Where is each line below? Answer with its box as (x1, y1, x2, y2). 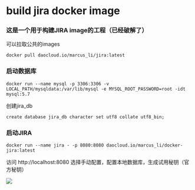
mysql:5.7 (6, 91, 31, 97)
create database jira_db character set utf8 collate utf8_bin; (6, 114, 165, 120)
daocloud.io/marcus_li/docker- (106, 142, 183, 148)
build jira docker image (6, 4, 121, 18)
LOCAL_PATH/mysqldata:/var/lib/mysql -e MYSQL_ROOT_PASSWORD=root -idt (6, 86, 186, 92)
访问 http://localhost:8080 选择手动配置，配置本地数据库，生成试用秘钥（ (6, 159, 184, 166)
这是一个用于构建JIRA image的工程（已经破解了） (6, 26, 148, 35)
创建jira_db (6, 102, 33, 109)
